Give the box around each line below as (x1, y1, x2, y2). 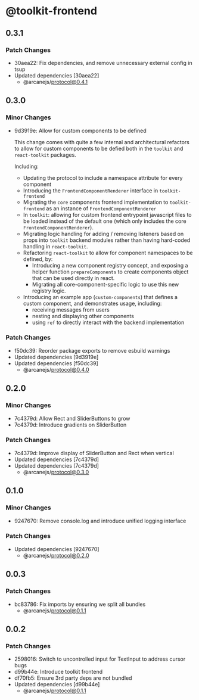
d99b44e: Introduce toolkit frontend (14, 668, 103, 676)
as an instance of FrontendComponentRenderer (46, 204, 157, 212)
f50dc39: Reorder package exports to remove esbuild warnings (14, 347, 170, 354)
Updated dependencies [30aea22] (14, 71, 99, 79)
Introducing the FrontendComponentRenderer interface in (23, 186, 158, 194)
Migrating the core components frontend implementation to (23, 198, 169, 206)
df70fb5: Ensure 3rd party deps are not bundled (14, 674, 132, 682)
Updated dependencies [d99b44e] (14, 681, 100, 688)
